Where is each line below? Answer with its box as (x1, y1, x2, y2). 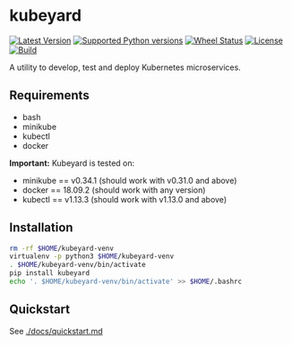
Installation (9, 220, 73, 236)
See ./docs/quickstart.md (9, 325, 103, 336)
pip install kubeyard (9, 269, 90, 278)
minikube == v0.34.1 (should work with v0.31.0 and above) (21, 175, 237, 185)
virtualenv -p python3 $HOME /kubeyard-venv (9, 252, 175, 261)
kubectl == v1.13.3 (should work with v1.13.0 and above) (21, 194, 227, 204)
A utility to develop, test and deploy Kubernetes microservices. (9, 62, 242, 73)
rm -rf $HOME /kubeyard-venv (9, 244, 115, 253)
